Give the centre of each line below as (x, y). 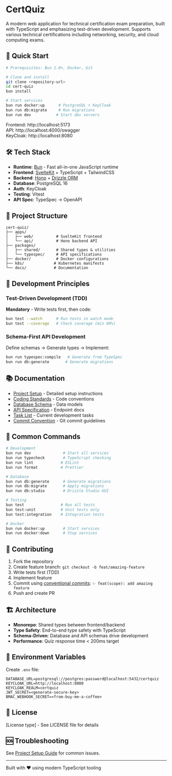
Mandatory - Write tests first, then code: (48, 309)
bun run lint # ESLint (43, 462)
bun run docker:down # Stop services (52, 533)
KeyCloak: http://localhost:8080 (39, 135)
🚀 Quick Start (27, 56)
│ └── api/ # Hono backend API (52, 241)
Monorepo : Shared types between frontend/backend (69, 624)
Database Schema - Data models (48, 404)
